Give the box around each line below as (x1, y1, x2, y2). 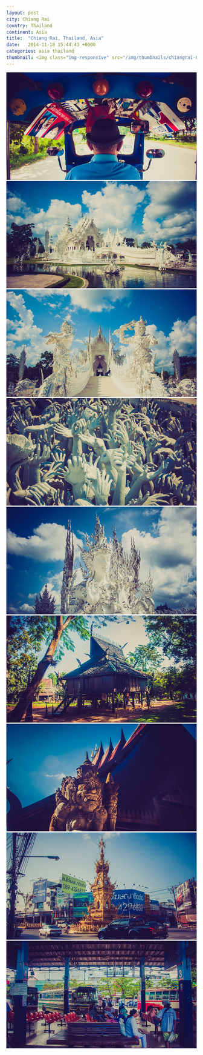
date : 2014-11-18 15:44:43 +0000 (6, 42, 96, 48)
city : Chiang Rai (6, 16, 50, 22)
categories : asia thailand (6, 48, 74, 55)
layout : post (6, 10, 39, 16)
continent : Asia (6, 29, 47, 35)
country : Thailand (6, 22, 53, 28)
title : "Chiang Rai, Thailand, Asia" (6, 35, 104, 42)
